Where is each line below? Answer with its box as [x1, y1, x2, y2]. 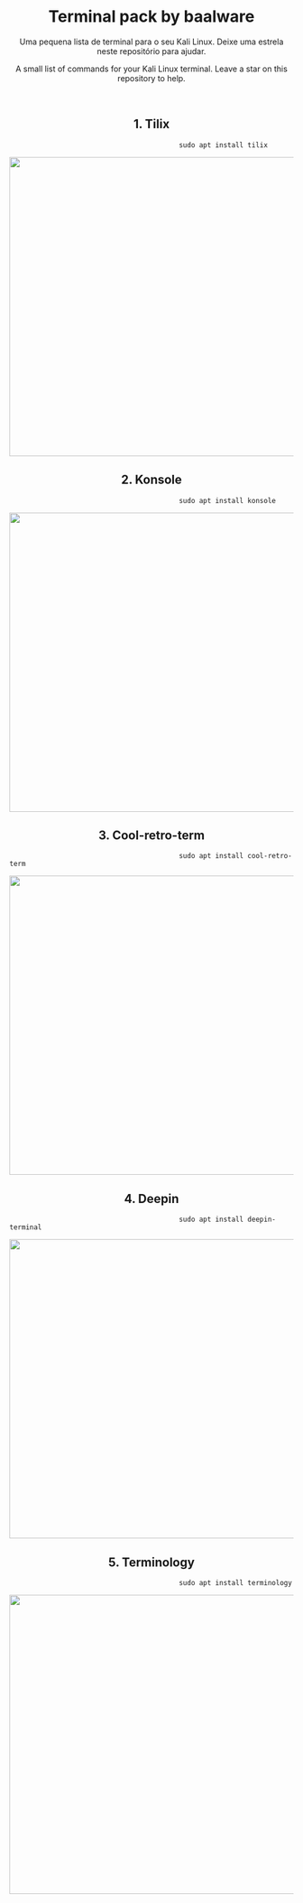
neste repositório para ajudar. [96, 45, 207, 56]
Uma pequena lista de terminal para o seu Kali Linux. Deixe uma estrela [19, 36, 284, 47]
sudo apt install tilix [179, 140, 269, 150]
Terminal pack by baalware [48, 6, 255, 27]
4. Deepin [124, 1190, 179, 1207]
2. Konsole [121, 472, 182, 488]
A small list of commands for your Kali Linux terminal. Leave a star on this [14, 63, 289, 74]
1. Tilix [133, 117, 170, 132]
